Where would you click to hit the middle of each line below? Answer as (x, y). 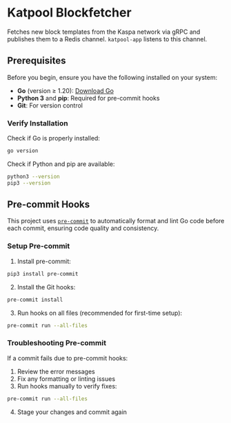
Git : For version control (50, 105)
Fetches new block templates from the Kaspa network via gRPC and (104, 32)
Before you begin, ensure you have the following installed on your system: (112, 77)
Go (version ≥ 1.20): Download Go (65, 90)
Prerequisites (37, 61)
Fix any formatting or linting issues (66, 379)
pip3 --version (29, 183)
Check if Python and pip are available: (61, 164)
